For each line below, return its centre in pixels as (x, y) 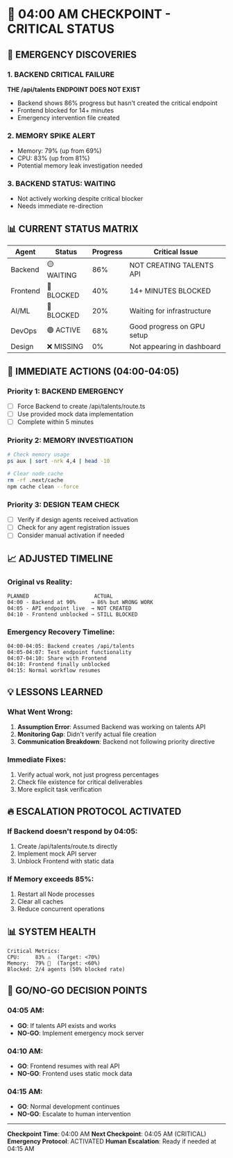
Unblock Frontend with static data (66, 861)
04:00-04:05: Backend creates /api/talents (71, 646)
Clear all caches (40, 902)
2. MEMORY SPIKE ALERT (51, 136)
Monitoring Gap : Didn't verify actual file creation (87, 734)
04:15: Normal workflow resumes (54, 671)
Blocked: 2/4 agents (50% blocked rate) (67, 970)
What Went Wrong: (40, 712)
